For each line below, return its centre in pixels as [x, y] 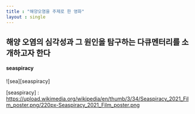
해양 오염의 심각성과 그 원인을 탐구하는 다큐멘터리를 [93, 42]
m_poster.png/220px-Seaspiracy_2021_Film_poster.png [73, 105]
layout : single [26, 17]
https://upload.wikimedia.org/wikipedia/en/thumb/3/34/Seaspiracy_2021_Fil [97, 99]
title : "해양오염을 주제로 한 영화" [45, 11]
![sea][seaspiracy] [28, 81]
